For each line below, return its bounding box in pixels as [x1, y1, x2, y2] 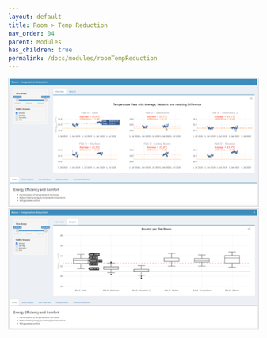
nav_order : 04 [8, 29, 55, 37]
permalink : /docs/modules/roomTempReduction [8, 55, 158, 63]
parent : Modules [8, 38, 62, 46]
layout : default [8, 13, 62, 21]
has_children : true [8, 46, 73, 55]
